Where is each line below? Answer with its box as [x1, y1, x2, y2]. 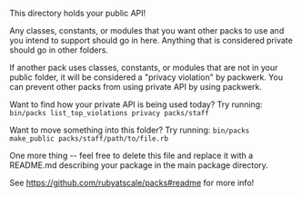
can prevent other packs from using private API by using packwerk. [9, 82, 262, 92]
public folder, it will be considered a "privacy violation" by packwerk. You [9, 72, 284, 83]
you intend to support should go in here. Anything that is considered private [9, 35, 293, 45]
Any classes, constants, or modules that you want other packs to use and [9, 25, 285, 35]
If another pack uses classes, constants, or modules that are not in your [9, 63, 278, 73]
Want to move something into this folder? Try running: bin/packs [9, 124, 250, 135]
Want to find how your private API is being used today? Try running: [9, 99, 263, 110]
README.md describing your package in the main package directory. [9, 160, 268, 171]
